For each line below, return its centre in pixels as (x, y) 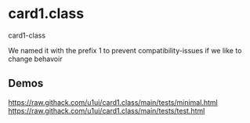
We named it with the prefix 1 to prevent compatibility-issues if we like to (125, 50)
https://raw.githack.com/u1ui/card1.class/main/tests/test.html (107, 110)
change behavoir (35, 59)
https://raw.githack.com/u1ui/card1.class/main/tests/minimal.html (113, 102)
